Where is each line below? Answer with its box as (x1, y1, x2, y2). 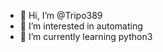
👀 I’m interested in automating (19, 20, 143, 32)
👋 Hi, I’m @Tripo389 (19, 10, 103, 21)
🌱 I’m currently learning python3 (19, 31, 153, 42)
